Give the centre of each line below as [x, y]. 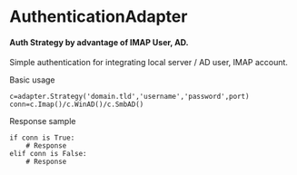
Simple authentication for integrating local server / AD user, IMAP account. [149, 63]
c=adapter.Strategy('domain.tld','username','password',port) [129, 97]
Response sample [43, 122]
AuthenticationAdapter [99, 17]
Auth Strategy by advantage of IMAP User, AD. [99, 42]
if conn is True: [42, 138]
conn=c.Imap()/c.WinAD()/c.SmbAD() [77, 105]
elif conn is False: [49, 154]
